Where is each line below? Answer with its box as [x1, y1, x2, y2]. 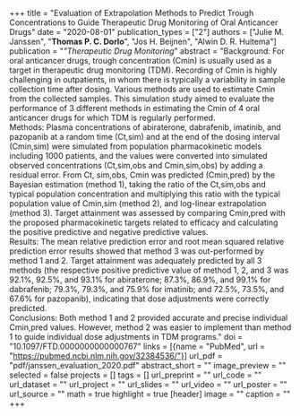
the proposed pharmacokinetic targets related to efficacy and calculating [9, 217, 279, 228]
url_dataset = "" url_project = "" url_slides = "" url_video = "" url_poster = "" [9, 379, 288, 389]
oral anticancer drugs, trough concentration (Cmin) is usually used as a [9, 56, 272, 65]
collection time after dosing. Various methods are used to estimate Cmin [9, 84, 276, 94]
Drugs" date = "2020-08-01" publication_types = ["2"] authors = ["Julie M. [9, 27, 285, 37]
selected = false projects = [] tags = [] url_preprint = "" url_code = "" [9, 369, 262, 380]
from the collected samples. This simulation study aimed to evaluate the [9, 93, 275, 104]
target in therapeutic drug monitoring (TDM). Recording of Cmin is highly [9, 65, 278, 75]
